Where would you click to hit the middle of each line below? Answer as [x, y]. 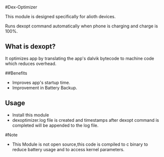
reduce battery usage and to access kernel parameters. [68, 149]
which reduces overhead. [31, 64]
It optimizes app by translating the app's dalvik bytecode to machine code [80, 58]
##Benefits [16, 73]
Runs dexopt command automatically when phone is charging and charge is [82, 26]
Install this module [31, 115]
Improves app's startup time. [41, 82]
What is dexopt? [30, 47]
